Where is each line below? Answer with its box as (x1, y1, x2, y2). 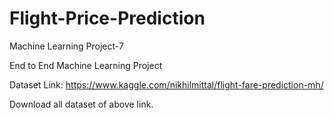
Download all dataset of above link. (9, 98, 154, 110)
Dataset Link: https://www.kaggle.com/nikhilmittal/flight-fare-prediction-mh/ (9, 78, 324, 91)
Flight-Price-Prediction (9, 7, 206, 30)
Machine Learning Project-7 (9, 40, 124, 52)
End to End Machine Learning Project (9, 59, 163, 71)
